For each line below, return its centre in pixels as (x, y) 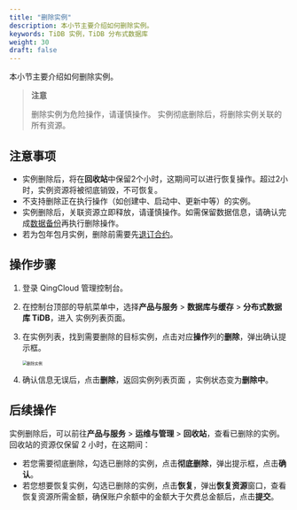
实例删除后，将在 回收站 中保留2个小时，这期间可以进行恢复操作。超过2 (151, 179)
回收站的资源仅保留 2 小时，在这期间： (80, 444)
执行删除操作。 (96, 223)
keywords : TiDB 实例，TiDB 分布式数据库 (79, 34)
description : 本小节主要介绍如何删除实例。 (81, 26)
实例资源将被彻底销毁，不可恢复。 (100, 189)
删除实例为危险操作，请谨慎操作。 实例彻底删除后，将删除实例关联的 (156, 114)
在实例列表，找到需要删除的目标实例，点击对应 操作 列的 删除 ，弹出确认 (150, 336)
